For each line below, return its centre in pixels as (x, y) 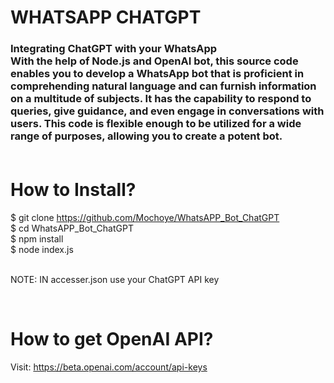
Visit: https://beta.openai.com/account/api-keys (109, 367)
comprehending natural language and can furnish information (163, 86)
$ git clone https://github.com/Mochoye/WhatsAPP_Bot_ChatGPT (145, 218)
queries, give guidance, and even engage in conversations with (167, 111)
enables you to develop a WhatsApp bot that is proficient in (157, 74)
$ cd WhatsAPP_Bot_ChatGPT (72, 228)
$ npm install (37, 239)
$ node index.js (42, 250)
